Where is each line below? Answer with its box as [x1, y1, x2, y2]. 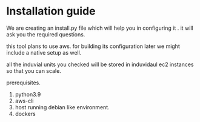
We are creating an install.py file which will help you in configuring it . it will [6, 24, 193, 32]
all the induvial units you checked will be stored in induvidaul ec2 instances [6, 61, 194, 68]
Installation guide [6, 4, 96, 18]
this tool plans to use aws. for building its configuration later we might [6, 42, 180, 50]
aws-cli [15, 97, 34, 104]
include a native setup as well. [6, 49, 82, 56]
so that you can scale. [6, 67, 62, 74]
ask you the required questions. [6, 30, 85, 38]
